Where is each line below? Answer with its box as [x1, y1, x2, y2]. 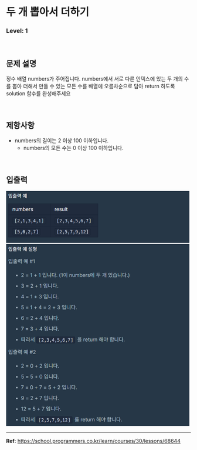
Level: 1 [6, 27, 28, 35]
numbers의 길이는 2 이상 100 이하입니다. [14, 137, 109, 144]
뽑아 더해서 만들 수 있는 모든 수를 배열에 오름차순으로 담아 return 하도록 [12, 83, 175, 90]
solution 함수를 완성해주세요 [6, 90, 71, 97]
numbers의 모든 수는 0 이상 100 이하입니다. [23, 145, 124, 152]
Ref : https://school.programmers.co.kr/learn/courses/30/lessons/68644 [6, 438, 181, 445]
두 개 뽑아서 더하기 [6, 5, 89, 19]
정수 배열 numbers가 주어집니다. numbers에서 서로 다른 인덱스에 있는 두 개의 [6, 75, 183, 82]
